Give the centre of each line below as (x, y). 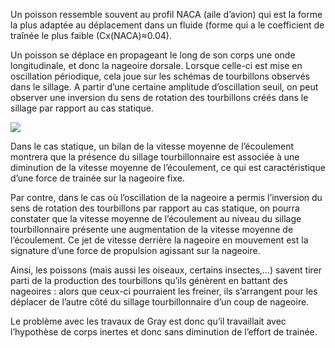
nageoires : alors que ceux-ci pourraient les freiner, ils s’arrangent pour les (164, 291)
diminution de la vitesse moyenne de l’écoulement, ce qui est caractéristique (168, 167)
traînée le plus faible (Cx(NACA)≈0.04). (91, 35)
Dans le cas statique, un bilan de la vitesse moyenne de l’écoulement (152, 146)
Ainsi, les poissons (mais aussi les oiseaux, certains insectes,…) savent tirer (166, 270)
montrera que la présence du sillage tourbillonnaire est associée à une (155, 157)
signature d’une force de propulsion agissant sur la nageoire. (135, 250)
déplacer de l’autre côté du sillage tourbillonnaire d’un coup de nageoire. (160, 302)
